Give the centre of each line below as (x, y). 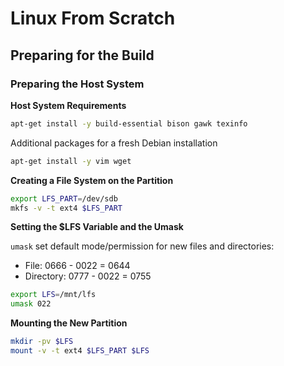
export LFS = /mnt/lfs (53, 295)
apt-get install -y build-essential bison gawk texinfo (129, 123)
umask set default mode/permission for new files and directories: (142, 246)
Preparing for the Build (82, 55)
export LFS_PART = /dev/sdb (64, 198)
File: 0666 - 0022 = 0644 (77, 266)
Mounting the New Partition (69, 323)
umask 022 (31, 304)
